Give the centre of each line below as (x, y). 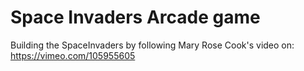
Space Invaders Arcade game (135, 17)
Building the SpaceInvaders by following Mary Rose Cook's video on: (152, 45)
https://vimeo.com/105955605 (73, 55)
